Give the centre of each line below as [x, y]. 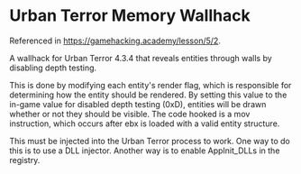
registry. [25, 160]
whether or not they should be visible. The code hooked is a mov [130, 114]
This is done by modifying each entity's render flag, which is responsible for [150, 85]
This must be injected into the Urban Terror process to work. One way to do [150, 141]
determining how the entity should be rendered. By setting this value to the [148, 95]
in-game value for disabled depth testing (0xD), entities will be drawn [138, 104]
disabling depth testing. [53, 68]
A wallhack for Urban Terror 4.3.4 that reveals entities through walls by [141, 58]
